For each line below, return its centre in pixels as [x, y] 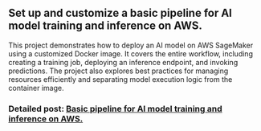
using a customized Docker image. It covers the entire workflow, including [130, 53]
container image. [36, 88]
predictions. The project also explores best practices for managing [118, 71]
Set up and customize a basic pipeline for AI [120, 13]
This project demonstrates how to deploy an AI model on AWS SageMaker [131, 45]
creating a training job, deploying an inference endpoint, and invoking [123, 62]
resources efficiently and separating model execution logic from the [120, 79]
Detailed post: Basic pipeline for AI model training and [115, 108]
